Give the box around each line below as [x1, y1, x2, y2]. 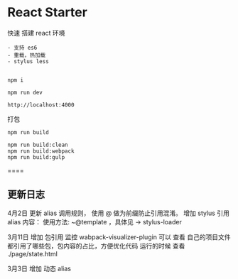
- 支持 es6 [7, 44, 38, 51]
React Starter [7, 4, 87, 21]
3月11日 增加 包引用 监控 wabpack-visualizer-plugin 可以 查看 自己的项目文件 [7, 232, 231, 241]
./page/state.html [7, 249, 58, 258]
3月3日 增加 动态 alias [7, 264, 72, 273]
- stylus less [7, 58, 50, 65]
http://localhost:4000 [7, 101, 75, 109]
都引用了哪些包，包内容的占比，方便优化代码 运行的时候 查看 [7, 241, 185, 250]
